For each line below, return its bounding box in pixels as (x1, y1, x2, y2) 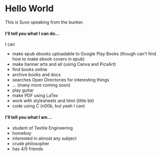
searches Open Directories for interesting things (12, 77, 110, 83)
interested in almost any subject (12, 135, 77, 141)
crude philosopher (12, 141, 50, 147)
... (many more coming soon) (12, 82, 71, 88)
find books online (12, 67, 47, 73)
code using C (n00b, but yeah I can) (12, 103, 85, 109)
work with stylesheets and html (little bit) (12, 98, 94, 104)
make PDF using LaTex (12, 93, 58, 99)
